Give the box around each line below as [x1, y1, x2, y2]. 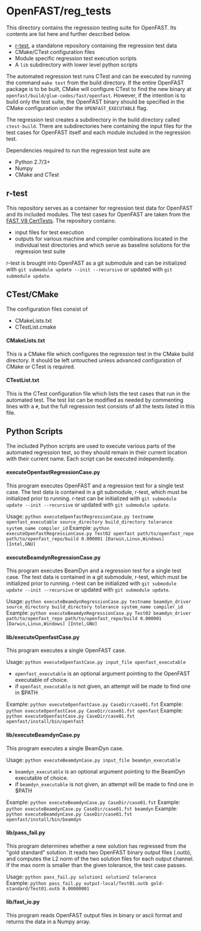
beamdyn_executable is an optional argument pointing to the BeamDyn [14, 768, 185, 775]
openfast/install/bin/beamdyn [6, 816, 82, 823]
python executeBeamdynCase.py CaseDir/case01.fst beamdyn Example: [6, 805, 178, 812]
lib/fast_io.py [6, 898, 40, 905]
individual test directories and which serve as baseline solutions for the [14, 241, 190, 248]
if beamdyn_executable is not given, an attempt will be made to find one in [14, 780, 194, 788]
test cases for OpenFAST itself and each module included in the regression [6, 129, 191, 136]
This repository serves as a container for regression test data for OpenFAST [6, 204, 193, 211]
